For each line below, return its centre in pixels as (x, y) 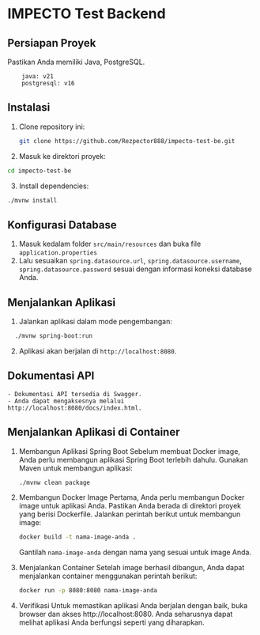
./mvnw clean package (54, 482)
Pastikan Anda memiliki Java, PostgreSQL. (76, 62)
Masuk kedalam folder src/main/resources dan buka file (110, 244)
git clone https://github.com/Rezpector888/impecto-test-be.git (127, 141)
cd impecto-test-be (40, 171)
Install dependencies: (54, 186)
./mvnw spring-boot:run (53, 336)
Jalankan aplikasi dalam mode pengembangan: (96, 322)
